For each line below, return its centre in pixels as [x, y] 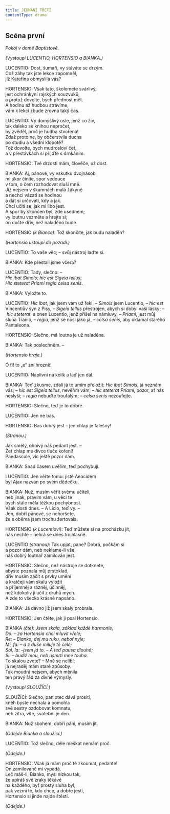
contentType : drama [26, 15]
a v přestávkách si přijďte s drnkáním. [45, 153]
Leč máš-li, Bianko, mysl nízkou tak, [43, 774]
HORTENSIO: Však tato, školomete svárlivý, [51, 89]
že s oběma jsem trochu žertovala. [42, 519]
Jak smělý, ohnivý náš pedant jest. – [44, 446]
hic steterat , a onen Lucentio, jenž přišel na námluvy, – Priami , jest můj [81, 314]
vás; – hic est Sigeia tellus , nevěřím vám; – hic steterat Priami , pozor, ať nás [85, 390]
